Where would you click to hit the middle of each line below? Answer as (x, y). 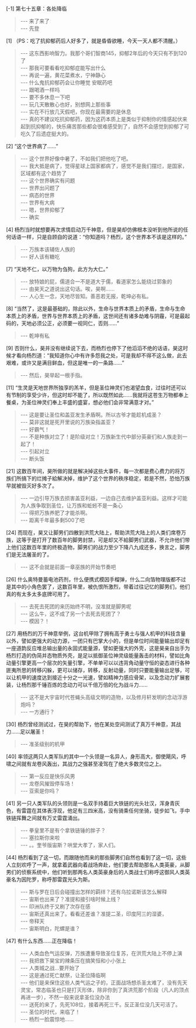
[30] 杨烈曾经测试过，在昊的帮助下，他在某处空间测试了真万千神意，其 (91, 724)
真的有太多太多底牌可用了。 (39, 594)
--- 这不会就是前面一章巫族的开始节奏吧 (68, 567)
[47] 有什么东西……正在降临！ (42, 941)
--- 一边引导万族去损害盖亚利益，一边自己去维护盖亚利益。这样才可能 (104, 498)
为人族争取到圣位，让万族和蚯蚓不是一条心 (71, 506)
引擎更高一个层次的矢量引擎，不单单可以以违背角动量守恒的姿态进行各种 (103, 663)
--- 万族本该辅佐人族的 (48, 249)
